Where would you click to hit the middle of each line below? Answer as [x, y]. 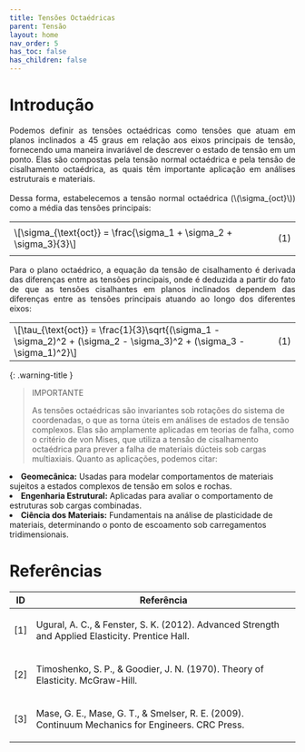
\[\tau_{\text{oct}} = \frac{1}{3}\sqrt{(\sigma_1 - [117, 330]
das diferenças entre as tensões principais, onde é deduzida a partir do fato [152, 279]
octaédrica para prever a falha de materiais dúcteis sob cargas [149, 449]
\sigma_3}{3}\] [45, 244]
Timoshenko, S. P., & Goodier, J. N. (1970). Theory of [150, 668]
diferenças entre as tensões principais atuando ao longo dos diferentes [152, 299]
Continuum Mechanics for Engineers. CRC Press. [140, 725]
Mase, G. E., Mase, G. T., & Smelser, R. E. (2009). [140, 713]
